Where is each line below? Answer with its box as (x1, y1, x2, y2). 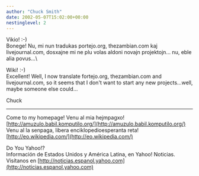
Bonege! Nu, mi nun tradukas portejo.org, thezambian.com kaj (6, 42, 158, 49)
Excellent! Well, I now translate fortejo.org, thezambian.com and (6, 73, 162, 80)
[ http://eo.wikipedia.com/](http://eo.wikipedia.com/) (6, 133, 133, 140)
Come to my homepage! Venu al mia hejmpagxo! (6, 114, 125, 121)
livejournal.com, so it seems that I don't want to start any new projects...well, (6, 79, 193, 86)
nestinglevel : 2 (6, 20, 46, 26)
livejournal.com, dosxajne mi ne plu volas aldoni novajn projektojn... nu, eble (6, 49, 192, 56)
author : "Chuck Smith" (6, 8, 62, 15)
